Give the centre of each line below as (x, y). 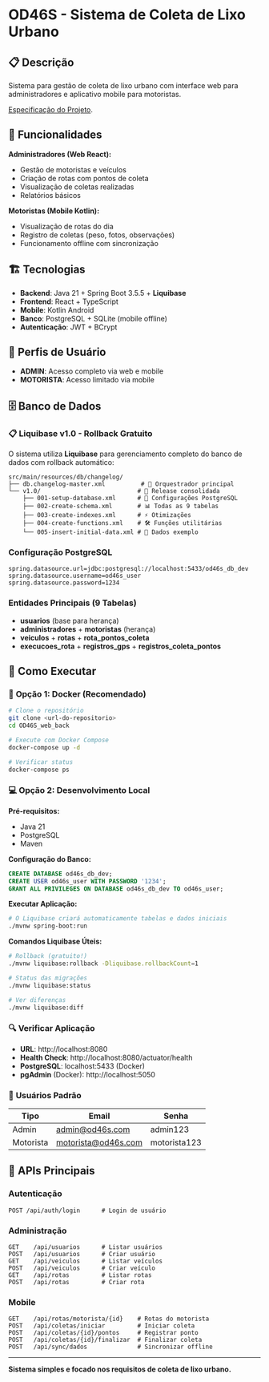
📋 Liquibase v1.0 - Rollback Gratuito (80, 433)
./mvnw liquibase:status (50, 985)
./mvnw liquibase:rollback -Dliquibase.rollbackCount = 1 (103, 964)
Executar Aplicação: (43, 904)
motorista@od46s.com (99, 1142)
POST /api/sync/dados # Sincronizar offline (111, 1347)
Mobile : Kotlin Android (57, 309)
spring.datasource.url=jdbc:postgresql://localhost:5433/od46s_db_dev (128, 569)
